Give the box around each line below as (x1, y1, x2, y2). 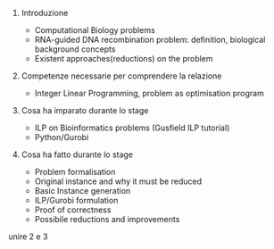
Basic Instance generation (34, 186, 131, 195)
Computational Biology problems (34, 25, 155, 35)
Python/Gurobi (34, 132, 89, 142)
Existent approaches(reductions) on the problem (34, 54, 213, 63)
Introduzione (21, 8, 69, 18)
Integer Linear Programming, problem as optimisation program (34, 88, 264, 98)
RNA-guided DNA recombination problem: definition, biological (34, 35, 266, 45)
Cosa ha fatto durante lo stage (21, 149, 134, 160)
